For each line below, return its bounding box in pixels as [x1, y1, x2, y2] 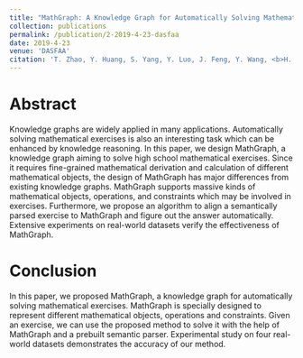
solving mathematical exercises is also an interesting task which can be [9, 133, 275, 144]
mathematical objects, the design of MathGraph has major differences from [9, 171, 289, 182]
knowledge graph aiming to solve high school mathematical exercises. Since [9, 152, 293, 163]
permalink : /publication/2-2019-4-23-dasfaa [9, 30, 179, 39]
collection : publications [9, 22, 106, 31]
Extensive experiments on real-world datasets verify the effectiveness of [9, 219, 280, 230]
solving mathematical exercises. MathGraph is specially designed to [9, 299, 262, 311]
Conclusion [9, 261, 97, 281]
